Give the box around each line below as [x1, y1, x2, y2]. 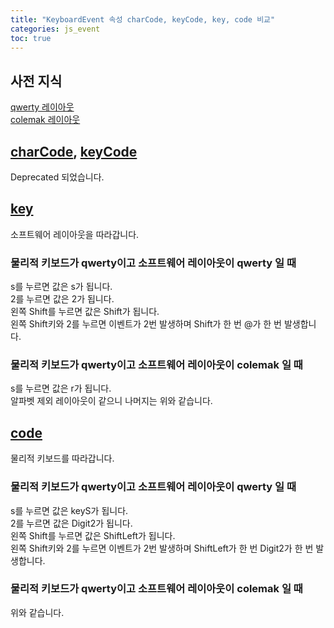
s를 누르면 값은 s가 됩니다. [10, 281, 113, 293]
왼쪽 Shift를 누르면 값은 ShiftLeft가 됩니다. [10, 529, 176, 541]
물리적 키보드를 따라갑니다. [10, 452, 115, 465]
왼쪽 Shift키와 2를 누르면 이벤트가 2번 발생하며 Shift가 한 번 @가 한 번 [10, 318, 282, 330]
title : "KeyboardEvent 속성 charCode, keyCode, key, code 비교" [10, 14, 276, 25]
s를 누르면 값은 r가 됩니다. [10, 382, 112, 395]
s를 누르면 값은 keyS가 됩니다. [10, 504, 129, 516]
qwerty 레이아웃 [10, 101, 75, 113]
